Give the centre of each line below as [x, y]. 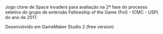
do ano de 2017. [21, 17]
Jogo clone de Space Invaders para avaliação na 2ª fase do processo [76, 7]
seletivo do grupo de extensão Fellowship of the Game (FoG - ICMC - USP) [82, 12]
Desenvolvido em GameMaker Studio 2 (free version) [60, 27]
